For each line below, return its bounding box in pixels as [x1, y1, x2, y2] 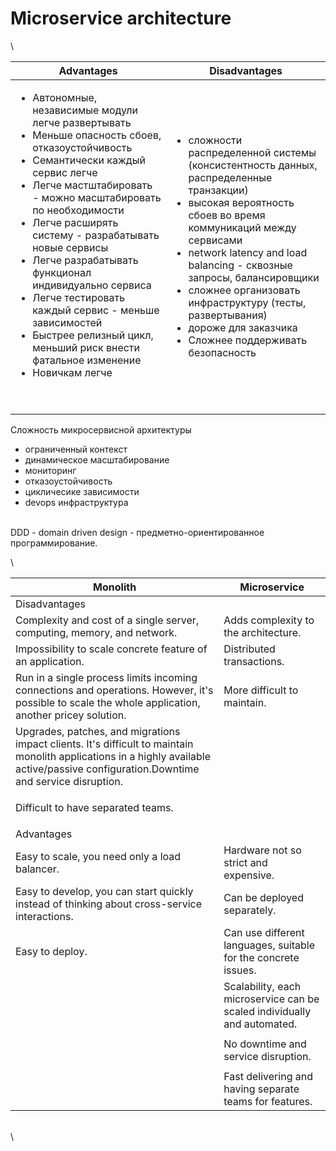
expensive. [223, 868, 275, 882]
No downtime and [223, 1037, 307, 1051]
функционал [32, 265, 92, 279]
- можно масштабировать [32, 190, 162, 204]
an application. [15, 654, 85, 668]
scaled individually [223, 1004, 312, 1018]
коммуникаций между [188, 220, 297, 234]
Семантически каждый [32, 153, 146, 167]
